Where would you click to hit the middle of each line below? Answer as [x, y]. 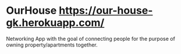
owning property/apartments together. [52, 45]
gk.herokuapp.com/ [55, 23]
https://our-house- [106, 11]
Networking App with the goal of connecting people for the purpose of [91, 38]
